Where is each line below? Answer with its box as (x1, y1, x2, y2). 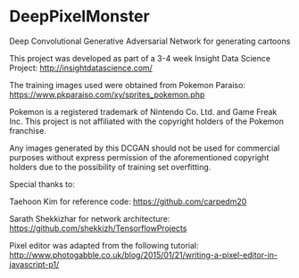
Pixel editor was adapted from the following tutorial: (9, 240, 199, 250)
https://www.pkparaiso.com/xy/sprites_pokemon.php (9, 89, 205, 100)
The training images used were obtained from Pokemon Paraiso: (9, 79, 245, 90)
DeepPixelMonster (9, 6, 150, 27)
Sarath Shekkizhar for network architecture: (9, 213, 170, 224)
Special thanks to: (9, 178, 76, 189)
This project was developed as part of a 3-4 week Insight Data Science (9, 53, 270, 63)
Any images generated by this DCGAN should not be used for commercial (9, 143, 280, 153)
